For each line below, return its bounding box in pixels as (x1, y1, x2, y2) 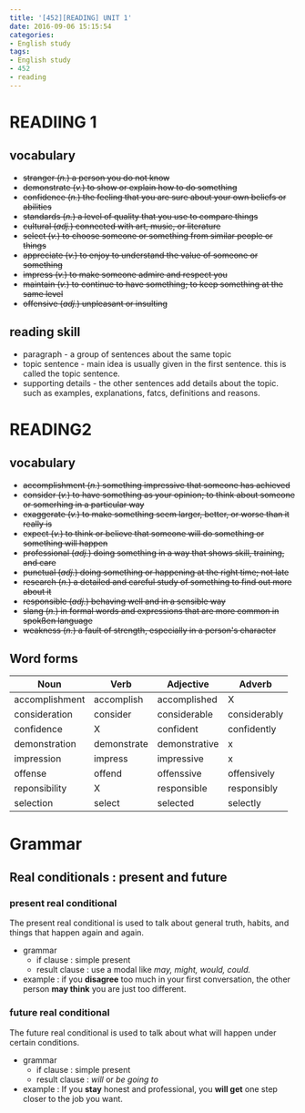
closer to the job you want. (22, 1093, 123, 1104)
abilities (22, 201, 52, 212)
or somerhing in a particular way (22, 498, 145, 510)
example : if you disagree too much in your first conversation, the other (22, 974, 291, 985)
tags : (9, 47, 30, 56)
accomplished (157, 693, 219, 706)
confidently (227, 723, 277, 736)
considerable (157, 708, 214, 720)
